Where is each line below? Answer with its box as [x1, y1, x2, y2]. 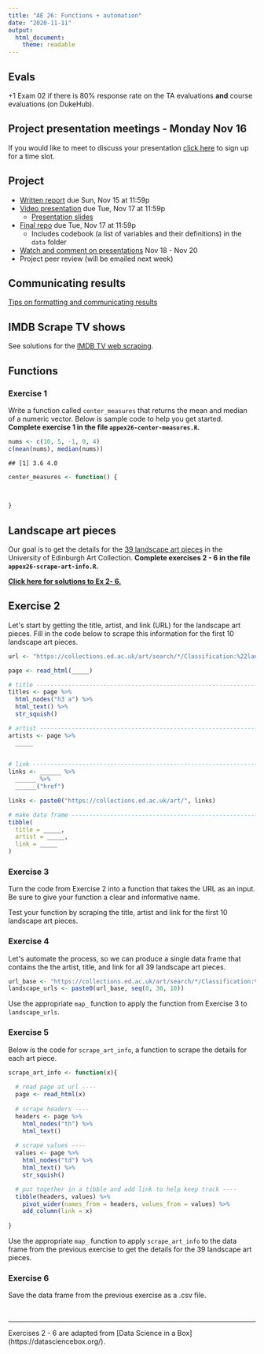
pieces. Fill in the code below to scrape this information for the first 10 [8, 628, 234, 638]
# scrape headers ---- [15, 1105, 90, 1114]
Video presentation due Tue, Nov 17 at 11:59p [19, 203, 166, 213]
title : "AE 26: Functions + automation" [8, 11, 143, 20]
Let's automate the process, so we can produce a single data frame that [8, 954, 241, 963]
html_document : [15, 33, 65, 42]
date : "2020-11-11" [8, 19, 72, 27]
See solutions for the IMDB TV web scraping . [8, 341, 154, 351]
